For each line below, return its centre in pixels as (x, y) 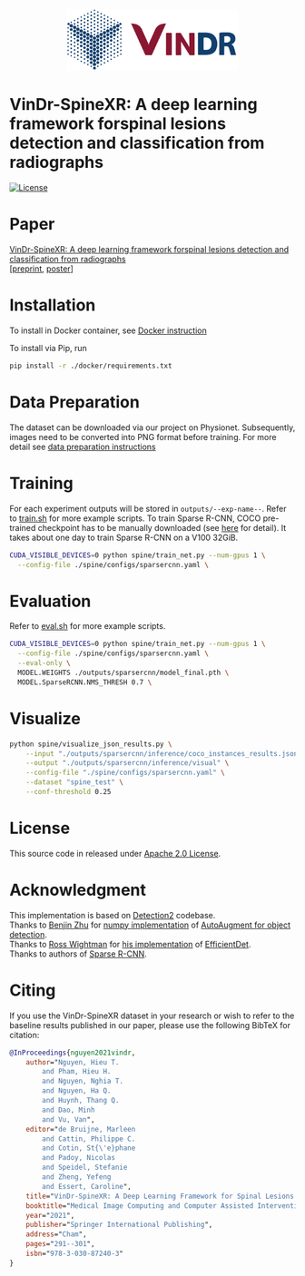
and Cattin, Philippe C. (89, 1139)
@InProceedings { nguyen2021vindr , (73, 1053)
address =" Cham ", (57, 1234)
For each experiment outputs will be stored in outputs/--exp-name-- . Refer (148, 508)
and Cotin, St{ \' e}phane (89, 1148)
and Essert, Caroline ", (87, 1186)
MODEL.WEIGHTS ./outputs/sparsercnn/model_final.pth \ (123, 672)
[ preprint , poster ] (42, 269)
